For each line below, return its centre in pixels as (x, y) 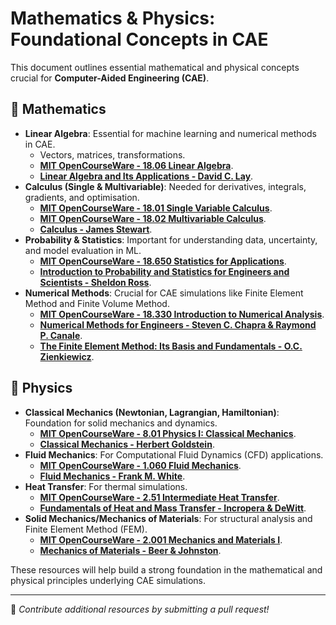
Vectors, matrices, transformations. (112, 154)
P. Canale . (61, 335)
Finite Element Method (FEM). (86, 529)
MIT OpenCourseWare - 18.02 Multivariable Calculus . (153, 218)
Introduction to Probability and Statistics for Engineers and (164, 271)
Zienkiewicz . (67, 356)
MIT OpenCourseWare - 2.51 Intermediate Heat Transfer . (159, 497)
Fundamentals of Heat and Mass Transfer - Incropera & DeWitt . (173, 508)
